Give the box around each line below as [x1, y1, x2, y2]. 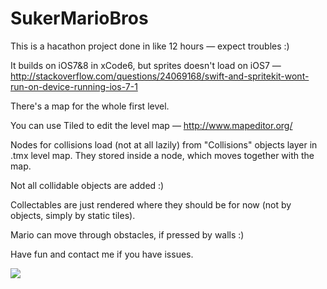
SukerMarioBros [10, 7, 149, 30]
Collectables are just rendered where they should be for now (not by [10, 198, 292, 211]
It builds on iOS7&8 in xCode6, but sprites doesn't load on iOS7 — [10, 59, 282, 71]
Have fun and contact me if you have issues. [10, 248, 194, 260]
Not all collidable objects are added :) [10, 179, 165, 191]
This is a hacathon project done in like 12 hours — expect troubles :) [10, 40, 290, 52]
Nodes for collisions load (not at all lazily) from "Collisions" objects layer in [10, 138, 318, 151]
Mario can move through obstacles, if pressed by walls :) [10, 228, 245, 241]
